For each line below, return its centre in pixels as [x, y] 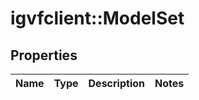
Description [116, 83]
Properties [44, 55]
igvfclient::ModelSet [97, 18]
